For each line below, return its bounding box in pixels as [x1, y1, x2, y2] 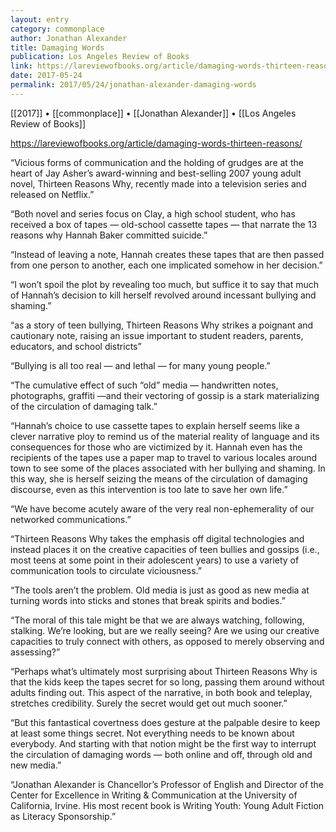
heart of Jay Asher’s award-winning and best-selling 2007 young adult [10, 167, 302, 179]
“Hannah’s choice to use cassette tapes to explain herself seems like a [10, 419, 300, 431]
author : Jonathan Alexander [10, 33, 128, 43]
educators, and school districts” [10, 340, 142, 352]
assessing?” [10, 646, 61, 658]
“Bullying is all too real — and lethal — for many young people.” [10, 359, 271, 371]
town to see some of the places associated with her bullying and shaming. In [10, 462, 326, 474]
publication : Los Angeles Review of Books [10, 52, 190, 62]
